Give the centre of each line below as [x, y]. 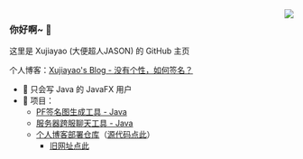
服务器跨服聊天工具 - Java [84, 123]
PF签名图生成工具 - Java [82, 112]
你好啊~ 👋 [31, 29]
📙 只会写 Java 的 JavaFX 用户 [77, 89]
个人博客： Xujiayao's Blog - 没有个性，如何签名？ [101, 70]
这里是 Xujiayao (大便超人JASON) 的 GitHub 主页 [100, 51]
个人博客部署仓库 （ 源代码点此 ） [95, 135]
